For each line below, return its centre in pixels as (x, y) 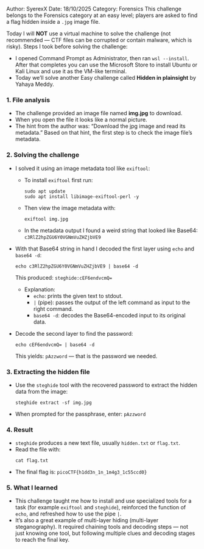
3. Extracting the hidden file (48, 372)
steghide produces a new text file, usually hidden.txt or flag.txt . (98, 443)
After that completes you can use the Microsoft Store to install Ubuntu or (106, 65)
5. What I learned (32, 488)
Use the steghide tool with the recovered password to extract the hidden (106, 385)
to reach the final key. (42, 540)
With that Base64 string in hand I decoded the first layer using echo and (105, 249)
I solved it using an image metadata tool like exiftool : (83, 168)
